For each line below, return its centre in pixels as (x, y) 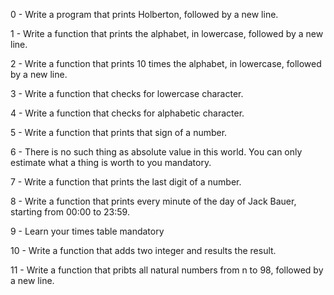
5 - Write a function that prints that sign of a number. (119, 132)
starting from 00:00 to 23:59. (70, 212)
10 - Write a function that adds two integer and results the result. (143, 250)
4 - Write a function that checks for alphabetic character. (127, 113)
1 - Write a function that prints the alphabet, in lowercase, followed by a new (167, 33)
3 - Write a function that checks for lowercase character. (127, 93)
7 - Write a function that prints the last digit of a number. (126, 182)
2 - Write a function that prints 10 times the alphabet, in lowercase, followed (166, 63)
